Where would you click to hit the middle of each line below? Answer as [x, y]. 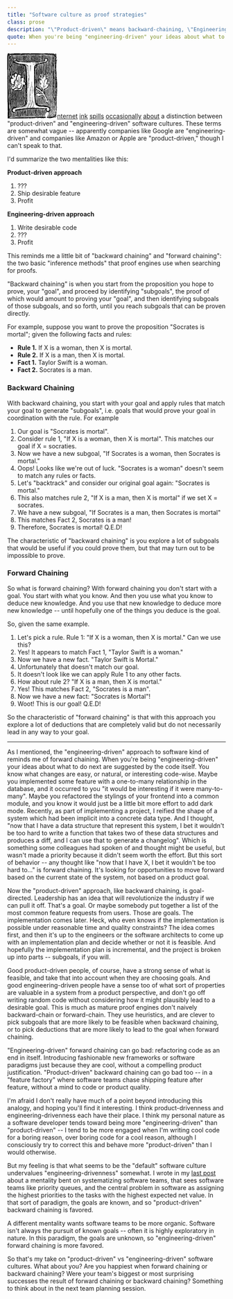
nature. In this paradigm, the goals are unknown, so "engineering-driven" [112, 1238]
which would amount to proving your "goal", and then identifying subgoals [113, 299]
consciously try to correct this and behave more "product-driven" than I [110, 1144]
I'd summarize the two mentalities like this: [68, 159]
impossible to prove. [36, 555]
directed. [20, 898]
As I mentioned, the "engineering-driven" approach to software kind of [108, 752]
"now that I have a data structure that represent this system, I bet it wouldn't [116, 825]
